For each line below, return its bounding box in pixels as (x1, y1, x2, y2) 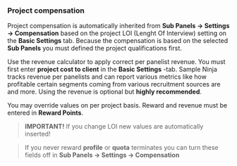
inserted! (24, 129, 51, 139)
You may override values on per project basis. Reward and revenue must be (7, 101, 228, 110)
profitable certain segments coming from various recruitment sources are (7, 80, 221, 89)
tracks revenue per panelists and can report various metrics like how (7, 72, 207, 81)
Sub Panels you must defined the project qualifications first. (7, 44, 182, 53)
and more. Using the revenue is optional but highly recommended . (7, 87, 202, 96)
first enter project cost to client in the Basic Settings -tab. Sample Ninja (7, 65, 217, 74)
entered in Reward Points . (7, 108, 83, 117)
